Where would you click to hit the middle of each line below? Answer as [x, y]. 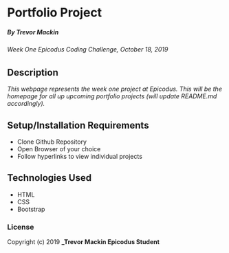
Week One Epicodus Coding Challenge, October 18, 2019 [88, 49]
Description [33, 73]
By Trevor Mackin [33, 32]
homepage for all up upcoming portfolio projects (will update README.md [112, 96]
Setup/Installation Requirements [78, 125]
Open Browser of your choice [59, 149]
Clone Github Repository [52, 142]
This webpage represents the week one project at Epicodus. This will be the [115, 89]
